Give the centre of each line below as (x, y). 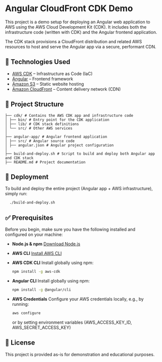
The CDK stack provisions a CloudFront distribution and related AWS (73, 41)
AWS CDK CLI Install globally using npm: (53, 263)
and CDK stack (19, 158)
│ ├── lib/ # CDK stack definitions (42, 124)
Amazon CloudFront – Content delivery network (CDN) (66, 89)
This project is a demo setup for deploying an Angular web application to (78, 22)
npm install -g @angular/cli (41, 290)
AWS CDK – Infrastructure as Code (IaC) (52, 74)
